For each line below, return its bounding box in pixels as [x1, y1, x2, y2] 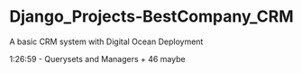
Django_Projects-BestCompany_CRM [9, 6, 294, 27]
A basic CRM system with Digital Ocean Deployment [9, 36, 204, 47]
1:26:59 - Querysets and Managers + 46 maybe [9, 53, 187, 64]
